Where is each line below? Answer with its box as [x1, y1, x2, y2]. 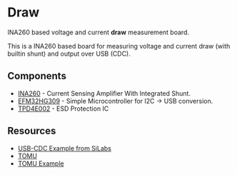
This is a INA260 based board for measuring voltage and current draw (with [7, 41, 231, 50]
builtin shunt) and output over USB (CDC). [7, 49, 131, 58]
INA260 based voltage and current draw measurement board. [7, 28, 190, 36]
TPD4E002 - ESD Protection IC [17, 104, 109, 113]
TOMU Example [17, 159, 64, 168]
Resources [7, 125, 56, 137]
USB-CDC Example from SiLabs [17, 144, 112, 152]
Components [7, 70, 66, 82]
